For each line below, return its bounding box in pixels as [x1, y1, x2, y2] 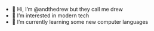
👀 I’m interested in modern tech [11, 12, 90, 19]
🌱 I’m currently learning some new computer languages [11, 18, 149, 25]
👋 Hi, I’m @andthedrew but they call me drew [11, 6, 124, 13]
